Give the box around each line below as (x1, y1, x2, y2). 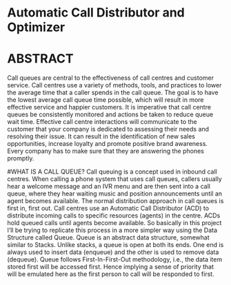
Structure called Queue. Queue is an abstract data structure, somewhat (7, 233, 210, 242)
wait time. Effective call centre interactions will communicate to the (7, 118, 198, 126)
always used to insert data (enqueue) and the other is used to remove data (7, 248, 219, 256)
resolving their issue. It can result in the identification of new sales (7, 132, 195, 140)
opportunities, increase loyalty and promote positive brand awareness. (7, 140, 208, 148)
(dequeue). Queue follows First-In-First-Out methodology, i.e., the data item (7, 255, 223, 264)
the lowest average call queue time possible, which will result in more (7, 96, 205, 104)
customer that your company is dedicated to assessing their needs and (7, 125, 209, 134)
